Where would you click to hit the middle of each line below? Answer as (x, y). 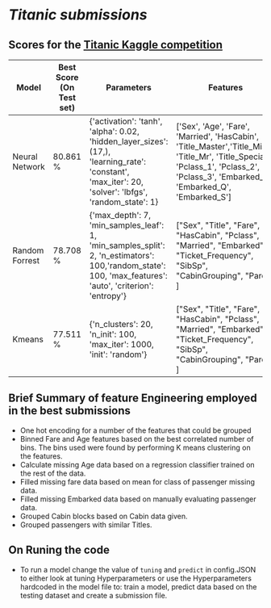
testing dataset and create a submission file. (94, 595)
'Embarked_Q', (204, 187)
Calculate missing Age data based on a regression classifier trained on (138, 464)
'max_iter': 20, (116, 182)
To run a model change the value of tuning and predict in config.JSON (138, 569)
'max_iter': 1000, (122, 344)
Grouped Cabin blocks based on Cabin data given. (104, 516)
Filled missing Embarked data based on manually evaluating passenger (138, 499)
